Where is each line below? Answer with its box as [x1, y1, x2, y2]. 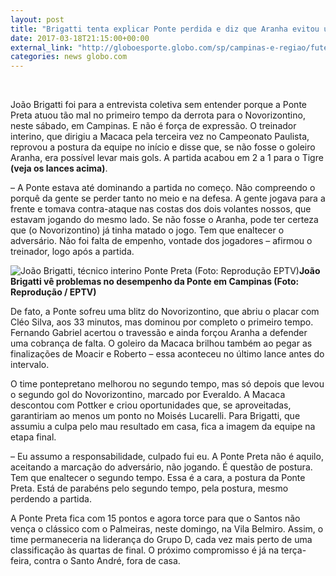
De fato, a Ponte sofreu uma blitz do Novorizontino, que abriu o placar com [10, 306, 320, 318]
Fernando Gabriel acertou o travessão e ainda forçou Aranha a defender [10, 327, 308, 339]
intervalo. [10, 359, 50, 371]
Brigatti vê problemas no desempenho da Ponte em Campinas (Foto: [10, 276, 300, 288]
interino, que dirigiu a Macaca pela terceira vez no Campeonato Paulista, [10, 131, 310, 143]
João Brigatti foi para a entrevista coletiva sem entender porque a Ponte [10, 99, 307, 111]
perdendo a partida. [10, 493, 92, 505]
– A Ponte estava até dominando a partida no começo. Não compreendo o [10, 182, 316, 194]
